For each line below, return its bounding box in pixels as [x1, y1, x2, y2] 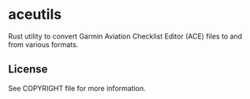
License [8, 63, 48, 76]
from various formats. [8, 39, 79, 49]
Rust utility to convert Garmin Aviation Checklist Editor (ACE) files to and [8, 31, 243, 41]
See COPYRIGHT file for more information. [8, 83, 146, 93]
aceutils [8, 5, 62, 24]
